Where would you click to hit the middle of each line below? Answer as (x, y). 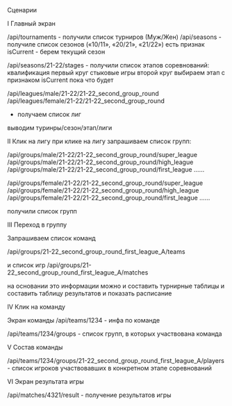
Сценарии (22, 10)
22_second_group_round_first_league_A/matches (78, 273)
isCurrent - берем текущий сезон (56, 52)
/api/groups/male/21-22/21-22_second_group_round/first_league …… (106, 169)
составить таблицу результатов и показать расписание (90, 293)
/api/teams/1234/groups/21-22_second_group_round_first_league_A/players (116, 360)
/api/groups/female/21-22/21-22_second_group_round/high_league (103, 190)
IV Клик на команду (36, 307)
